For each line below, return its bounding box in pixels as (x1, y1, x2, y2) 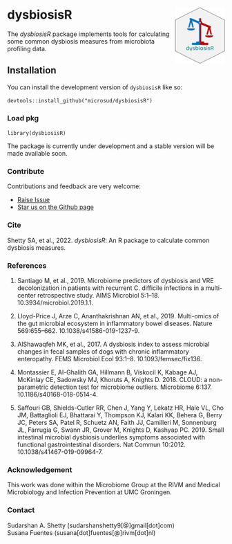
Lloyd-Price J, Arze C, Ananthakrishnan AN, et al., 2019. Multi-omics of (17, 311, 220, 320)
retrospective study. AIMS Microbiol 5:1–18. (37, 291, 160, 299)
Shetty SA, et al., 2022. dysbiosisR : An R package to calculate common (7, 236, 210, 244)
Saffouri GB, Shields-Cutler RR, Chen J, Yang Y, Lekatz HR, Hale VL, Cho (17, 404, 224, 412)
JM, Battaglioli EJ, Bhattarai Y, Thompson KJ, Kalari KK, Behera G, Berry (17, 410, 222, 419)
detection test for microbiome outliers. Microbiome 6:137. (50, 383, 213, 391)
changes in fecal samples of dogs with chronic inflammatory (17, 347, 190, 356)
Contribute (7, 166, 45, 176)
